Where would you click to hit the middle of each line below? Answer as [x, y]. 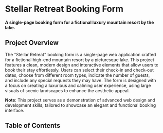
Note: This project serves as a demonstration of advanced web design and [80, 100]
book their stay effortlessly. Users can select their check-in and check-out [80, 70]
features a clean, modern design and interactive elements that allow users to [82, 65]
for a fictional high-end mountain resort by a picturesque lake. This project [80, 60]
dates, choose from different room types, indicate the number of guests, [77, 75]
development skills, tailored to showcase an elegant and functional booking [81, 105]
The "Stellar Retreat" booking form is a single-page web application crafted [81, 54]
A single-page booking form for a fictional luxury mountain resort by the [80, 22]
